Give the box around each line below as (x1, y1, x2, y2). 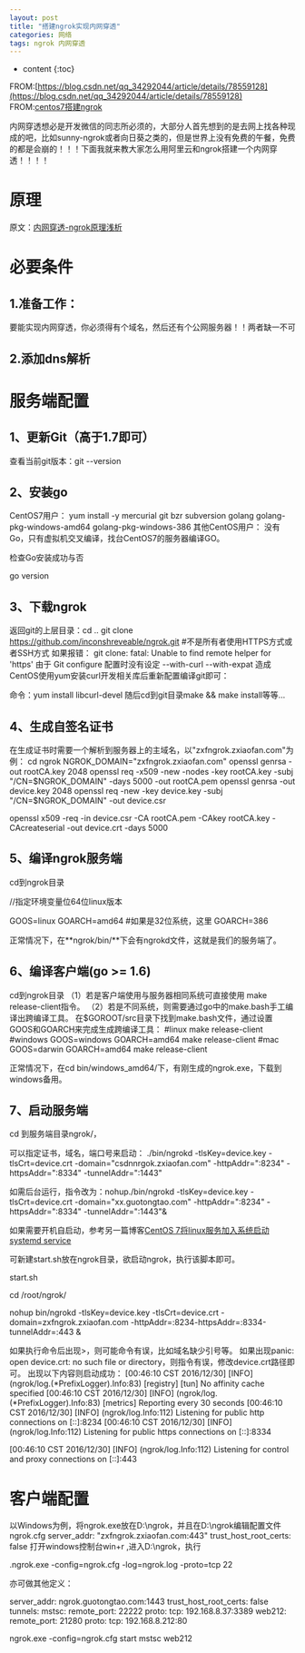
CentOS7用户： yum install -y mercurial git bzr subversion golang (9, 510, 254, 521)
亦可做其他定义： (9, 1578, 74, 1589)
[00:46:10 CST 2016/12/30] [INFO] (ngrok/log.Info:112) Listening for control (9, 1444, 290, 1455)
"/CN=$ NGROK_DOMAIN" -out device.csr (9, 796, 166, 807)
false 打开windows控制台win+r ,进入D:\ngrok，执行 (9, 1541, 202, 1552)
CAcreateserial (9, 823, 65, 834)
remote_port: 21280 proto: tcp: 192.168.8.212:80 (9, 1616, 188, 1627)
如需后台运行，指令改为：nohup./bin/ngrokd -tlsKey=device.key (9, 1186, 249, 1197)
